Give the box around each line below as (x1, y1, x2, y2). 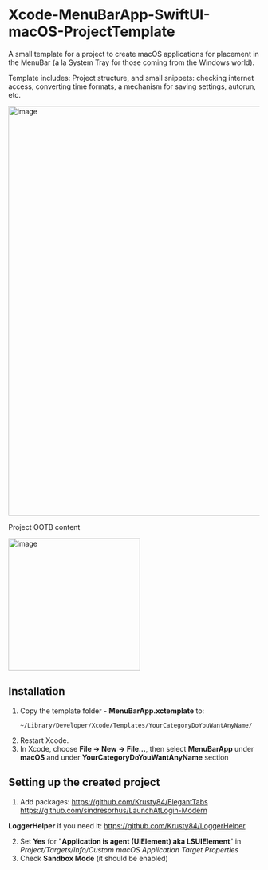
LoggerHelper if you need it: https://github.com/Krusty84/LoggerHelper (8, 820, 246, 830)
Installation (8, 684, 65, 698)
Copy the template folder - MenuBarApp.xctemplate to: (19, 706, 205, 716)
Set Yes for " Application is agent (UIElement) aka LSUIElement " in (19, 836, 242, 846)
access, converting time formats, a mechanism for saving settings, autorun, (8, 82, 257, 91)
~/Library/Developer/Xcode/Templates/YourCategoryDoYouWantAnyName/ (19, 721, 253, 729)
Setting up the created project (8, 776, 160, 789)
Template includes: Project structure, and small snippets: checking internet (8, 73, 254, 82)
